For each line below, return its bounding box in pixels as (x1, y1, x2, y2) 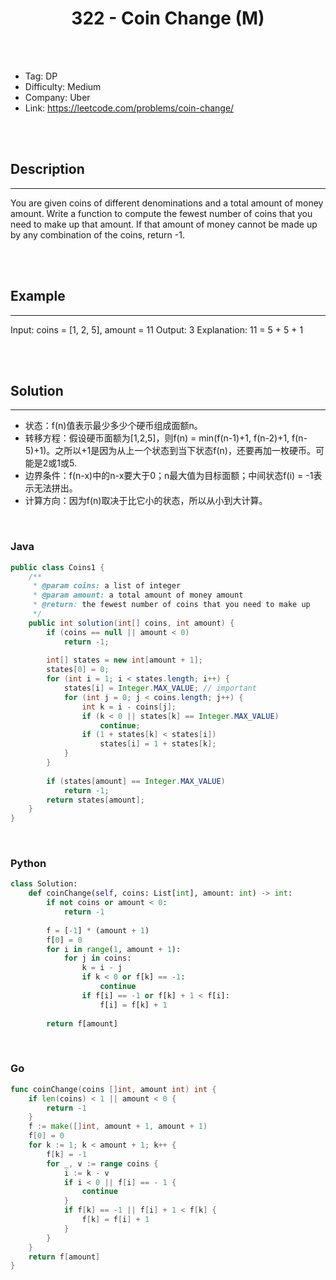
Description (10, 161, 85, 178)
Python (10, 857, 47, 871)
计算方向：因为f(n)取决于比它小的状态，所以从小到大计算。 (24, 495, 268, 507)
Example (10, 288, 66, 305)
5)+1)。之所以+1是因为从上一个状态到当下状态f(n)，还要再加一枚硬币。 (24, 445, 316, 457)
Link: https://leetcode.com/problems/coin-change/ (24, 102, 235, 114)
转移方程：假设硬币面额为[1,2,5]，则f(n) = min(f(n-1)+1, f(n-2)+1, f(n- (24, 432, 308, 444)
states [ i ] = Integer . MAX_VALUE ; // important (63, 683, 257, 694)
